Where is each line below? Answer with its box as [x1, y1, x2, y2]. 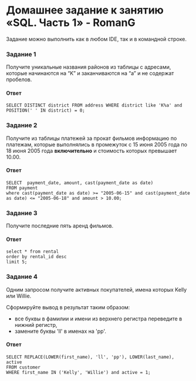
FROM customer [6, 364, 41, 370]
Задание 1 [6, 50, 36, 58]
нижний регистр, [14, 321, 58, 328]
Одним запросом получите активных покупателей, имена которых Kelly [6, 286, 187, 293]
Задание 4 [6, 273, 38, 281]
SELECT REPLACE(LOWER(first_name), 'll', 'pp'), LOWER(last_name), [6, 354, 175, 360]
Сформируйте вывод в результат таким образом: [6, 303, 130, 310]
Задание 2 [6, 121, 38, 129]
